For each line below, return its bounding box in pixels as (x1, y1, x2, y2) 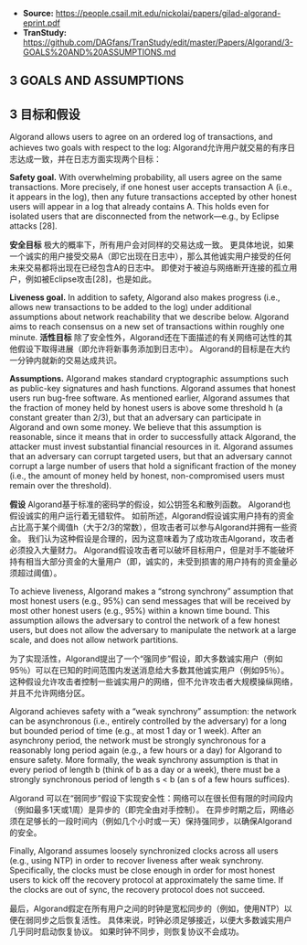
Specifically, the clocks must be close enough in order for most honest (9, 864, 276, 876)
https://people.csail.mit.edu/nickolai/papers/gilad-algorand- (55, 8, 281, 18)
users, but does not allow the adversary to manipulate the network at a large (9, 625, 297, 636)
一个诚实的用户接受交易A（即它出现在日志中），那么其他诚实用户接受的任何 (9, 251, 291, 262)
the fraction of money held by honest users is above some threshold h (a (9, 403, 283, 413)
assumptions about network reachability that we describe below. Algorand (9, 311, 290, 323)
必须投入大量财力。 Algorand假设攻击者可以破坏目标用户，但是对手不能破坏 (9, 544, 294, 556)
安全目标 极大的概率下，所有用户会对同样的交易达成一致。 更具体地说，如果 (9, 240, 294, 251)
